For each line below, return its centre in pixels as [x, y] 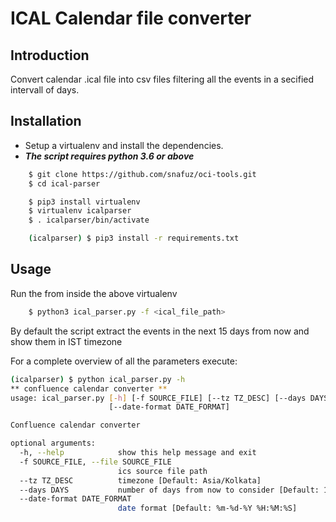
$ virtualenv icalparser [80, 211]
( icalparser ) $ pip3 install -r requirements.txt [134, 238]
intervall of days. [45, 90]
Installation [46, 121]
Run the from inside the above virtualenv [94, 293]
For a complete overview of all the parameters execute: [124, 361]
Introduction [50, 55]
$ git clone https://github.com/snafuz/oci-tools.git [142, 174]
